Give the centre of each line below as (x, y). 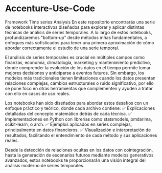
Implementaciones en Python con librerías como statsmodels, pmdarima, (79, 119)
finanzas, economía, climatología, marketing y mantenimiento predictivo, (78, 62)
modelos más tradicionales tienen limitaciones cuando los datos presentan (80, 78)
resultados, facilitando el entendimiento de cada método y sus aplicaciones (81, 135)
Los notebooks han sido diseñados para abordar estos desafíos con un (77, 103)
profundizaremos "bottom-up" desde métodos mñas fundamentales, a (76, 38)
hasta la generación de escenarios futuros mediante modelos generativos (79, 155)
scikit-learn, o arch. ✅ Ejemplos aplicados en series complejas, (69, 124)
